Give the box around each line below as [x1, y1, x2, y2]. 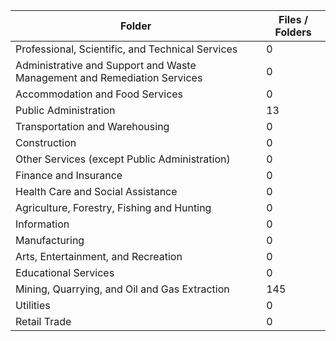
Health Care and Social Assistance [15, 185, 178, 198]
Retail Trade [15, 315, 72, 328]
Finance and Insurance [15, 169, 123, 182]
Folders [274, 25, 312, 39]
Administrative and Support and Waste [15, 59, 197, 72]
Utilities [15, 299, 51, 312]
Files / [278, 13, 309, 26]
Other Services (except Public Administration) [15, 152, 231, 166]
